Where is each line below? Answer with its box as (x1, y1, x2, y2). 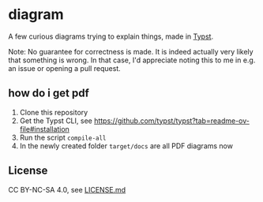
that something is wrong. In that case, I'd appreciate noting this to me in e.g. (8, 55, 256, 65)
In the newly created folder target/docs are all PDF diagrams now (19, 140, 233, 151)
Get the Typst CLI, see (19, 116, 92, 125)
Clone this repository (19, 107, 88, 117)
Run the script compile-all (19, 133, 107, 142)
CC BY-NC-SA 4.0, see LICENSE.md (8, 185, 126, 194)
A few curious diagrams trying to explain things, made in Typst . (8, 32, 214, 41)
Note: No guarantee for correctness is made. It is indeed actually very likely (8, 47, 254, 56)
